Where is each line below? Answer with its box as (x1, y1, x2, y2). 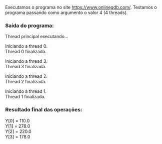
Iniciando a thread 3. (5, 58, 47, 64)
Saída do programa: (5, 22, 54, 29)
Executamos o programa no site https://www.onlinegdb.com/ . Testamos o (5, 5, 157, 10)
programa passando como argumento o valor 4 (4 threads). (5, 10, 128, 16)
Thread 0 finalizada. (5, 49, 46, 55)
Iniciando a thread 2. (5, 73, 47, 79)
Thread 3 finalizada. (5, 64, 46, 70)
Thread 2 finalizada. (5, 79, 46, 85)
